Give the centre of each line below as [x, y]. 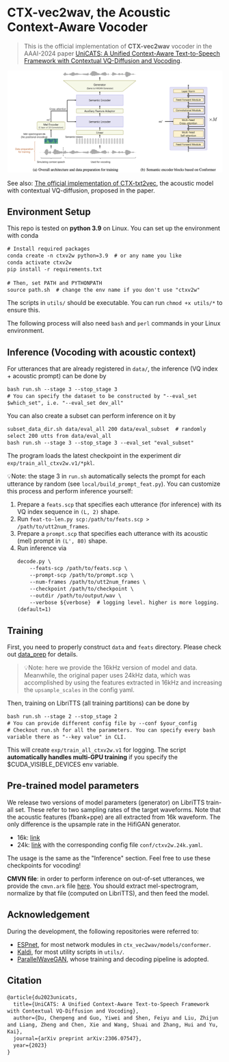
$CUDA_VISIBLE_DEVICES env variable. [63, 765]
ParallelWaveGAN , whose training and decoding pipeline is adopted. [113, 959]
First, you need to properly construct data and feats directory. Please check [114, 647]
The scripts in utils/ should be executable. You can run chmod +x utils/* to [115, 303]
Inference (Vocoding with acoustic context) [102, 352]
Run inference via [42, 548]
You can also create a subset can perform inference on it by [92, 416]
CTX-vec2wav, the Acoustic [89, 13]
